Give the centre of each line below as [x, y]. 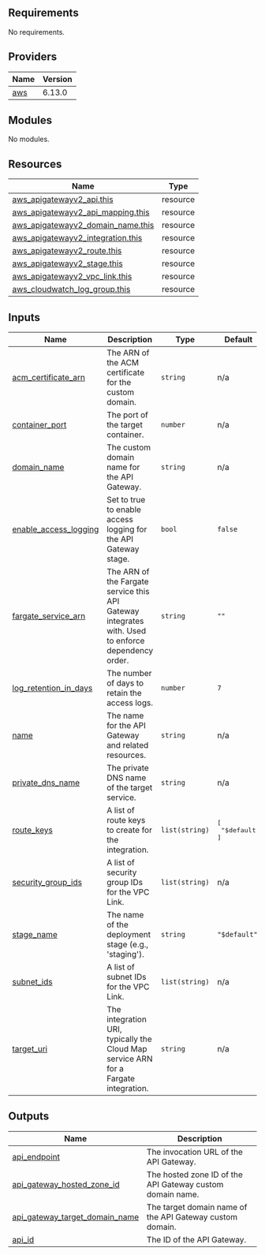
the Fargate [127, 581]
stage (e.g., [127, 944]
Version [57, 79]
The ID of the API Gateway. [196, 1239]
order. [118, 660]
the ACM [123, 363]
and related [127, 745]
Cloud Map [127, 1049]
